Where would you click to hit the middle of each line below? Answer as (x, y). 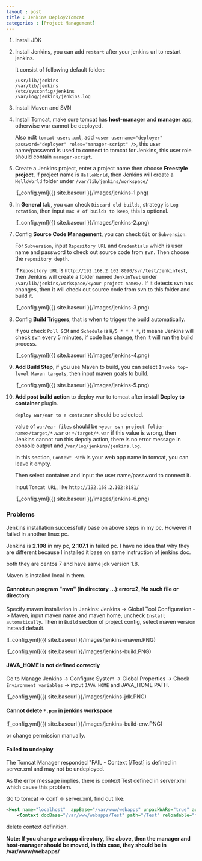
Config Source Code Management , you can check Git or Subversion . (101, 234)
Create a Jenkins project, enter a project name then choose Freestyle (101, 169)
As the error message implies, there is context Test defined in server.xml (96, 781)
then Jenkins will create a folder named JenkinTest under (86, 277)
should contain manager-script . (54, 157)
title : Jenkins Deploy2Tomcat (45, 17)
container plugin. (36, 403)
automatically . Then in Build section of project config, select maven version (101, 621)
